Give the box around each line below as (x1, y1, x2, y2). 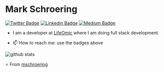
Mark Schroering (5, 3, 78, 15)
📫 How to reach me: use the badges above (12, 39, 103, 45)
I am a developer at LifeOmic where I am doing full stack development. (12, 29, 159, 35)
